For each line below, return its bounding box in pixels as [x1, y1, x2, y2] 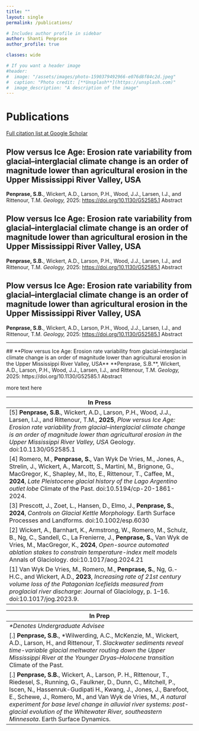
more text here [6, 384, 43, 391]
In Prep [89, 611, 110, 620]
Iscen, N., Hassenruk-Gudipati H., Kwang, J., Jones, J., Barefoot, [9, 685, 189, 693]
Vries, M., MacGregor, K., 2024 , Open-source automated [9, 540, 169, 549]
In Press [88, 398, 111, 406]
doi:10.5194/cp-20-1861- [95, 484, 175, 492]
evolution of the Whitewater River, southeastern [29, 707, 162, 716]
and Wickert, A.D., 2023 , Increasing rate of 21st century [24, 572, 181, 581]
